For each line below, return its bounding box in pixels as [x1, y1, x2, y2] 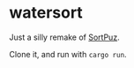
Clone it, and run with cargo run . [9, 49, 127, 59]
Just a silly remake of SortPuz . [9, 32, 121, 42]
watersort [9, 3, 84, 23]
